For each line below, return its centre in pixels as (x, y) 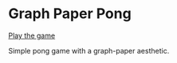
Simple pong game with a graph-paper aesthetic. (89, 50)
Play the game (32, 35)
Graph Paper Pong (70, 14)
